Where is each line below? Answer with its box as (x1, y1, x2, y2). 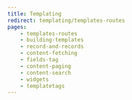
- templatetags (20, 82, 65, 89)
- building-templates (20, 37, 84, 44)
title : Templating (7, 10, 62, 18)
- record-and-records (20, 43, 84, 50)
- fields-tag (20, 56, 59, 63)
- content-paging (20, 63, 72, 70)
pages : (7, 23, 27, 30)
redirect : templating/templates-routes (7, 17, 126, 24)
